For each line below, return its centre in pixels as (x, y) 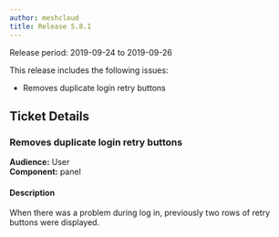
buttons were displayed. (55, 222)
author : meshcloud (44, 18)
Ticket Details (49, 116)
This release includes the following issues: (89, 70)
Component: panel (46, 172)
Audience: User (40, 162)
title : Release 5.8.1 (51, 26)
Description (32, 192)
